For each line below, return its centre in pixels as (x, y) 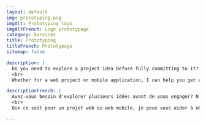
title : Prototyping (31, 40)
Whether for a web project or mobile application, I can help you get (104, 80)
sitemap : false (26, 52)
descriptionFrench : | (34, 91)
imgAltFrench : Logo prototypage (48, 29)
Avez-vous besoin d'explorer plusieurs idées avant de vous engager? (102, 97)
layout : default (27, 12)
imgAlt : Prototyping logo (39, 23)
